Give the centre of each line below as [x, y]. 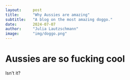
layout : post [24, 10]
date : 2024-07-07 [31, 24]
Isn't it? [13, 73]
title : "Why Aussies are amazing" [48, 15]
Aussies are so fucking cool [65, 59]
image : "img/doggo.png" [36, 34]
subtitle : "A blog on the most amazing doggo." [59, 19]
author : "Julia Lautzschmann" [42, 29]
